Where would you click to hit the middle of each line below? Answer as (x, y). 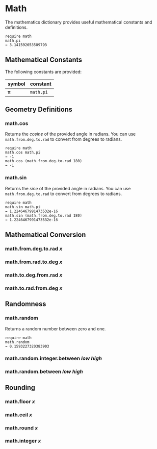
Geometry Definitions (39, 110)
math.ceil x (19, 415)
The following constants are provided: (43, 72)
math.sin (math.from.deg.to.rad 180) (44, 215)
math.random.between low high (44, 372)
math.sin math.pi (23, 207)
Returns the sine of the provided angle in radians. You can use (68, 188)
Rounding (20, 387)
